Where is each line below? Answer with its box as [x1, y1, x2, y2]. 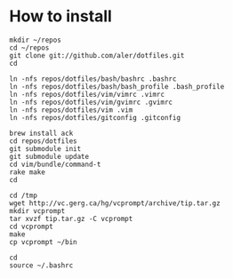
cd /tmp [9, 191, 38, 200]
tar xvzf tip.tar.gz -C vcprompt [9, 214, 133, 223]
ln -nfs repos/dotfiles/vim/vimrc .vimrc [9, 90, 165, 99]
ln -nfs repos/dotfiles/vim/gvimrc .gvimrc [9, 98, 173, 107]
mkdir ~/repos [9, 36, 62, 44]
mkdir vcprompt [9, 206, 66, 215]
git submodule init [9, 144, 82, 153]
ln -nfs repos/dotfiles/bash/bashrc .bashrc [9, 74, 177, 83]
